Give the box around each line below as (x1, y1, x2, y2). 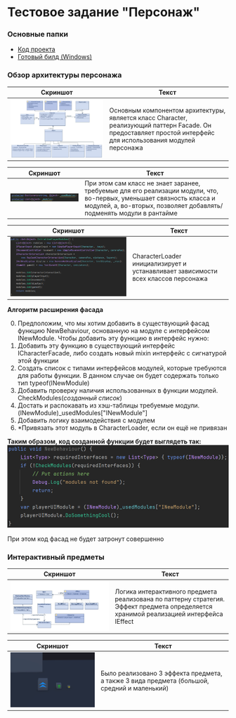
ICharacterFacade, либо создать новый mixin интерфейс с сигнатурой (17, 348, 227, 357)
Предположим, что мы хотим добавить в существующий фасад (17, 319, 209, 327)
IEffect (114, 617, 134, 625)
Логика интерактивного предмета (114, 587, 218, 596)
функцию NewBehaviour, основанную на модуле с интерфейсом (17, 326, 210, 334)
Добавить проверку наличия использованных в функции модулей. (17, 386, 218, 394)
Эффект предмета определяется (114, 602, 213, 611)
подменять (84, 209, 118, 218)
